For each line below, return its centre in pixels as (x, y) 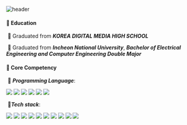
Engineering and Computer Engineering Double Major (74, 54)
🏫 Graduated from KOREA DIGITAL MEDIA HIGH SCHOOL (78, 36)
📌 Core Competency (31, 67)
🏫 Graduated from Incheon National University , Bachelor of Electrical (94, 48)
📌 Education (21, 23)
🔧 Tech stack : (24, 105)
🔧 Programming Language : (42, 81)
